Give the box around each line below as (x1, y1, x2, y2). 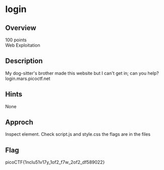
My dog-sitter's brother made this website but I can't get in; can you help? (5, 70, 159, 76)
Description (5, 57, 43, 65)
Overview (5, 24, 37, 32)
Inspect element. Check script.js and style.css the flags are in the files (5, 131, 151, 137)
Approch (5, 118, 34, 127)
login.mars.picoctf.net (5, 75, 50, 81)
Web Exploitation (5, 42, 40, 48)
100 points (5, 37, 27, 43)
